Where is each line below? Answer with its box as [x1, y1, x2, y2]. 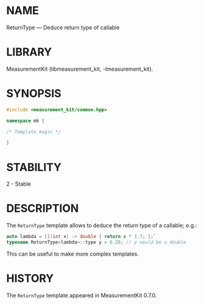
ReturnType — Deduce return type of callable [6, 24, 120, 31]
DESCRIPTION [6, 202, 79, 216]
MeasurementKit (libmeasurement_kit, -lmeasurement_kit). [6, 65, 154, 72]
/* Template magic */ [6, 128, 61, 135]
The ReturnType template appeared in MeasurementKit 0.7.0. [6, 292, 157, 299]
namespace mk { [6, 117, 45, 124]
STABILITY [6, 160, 62, 174]
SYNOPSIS [6, 86, 62, 100]
